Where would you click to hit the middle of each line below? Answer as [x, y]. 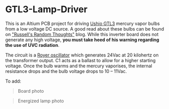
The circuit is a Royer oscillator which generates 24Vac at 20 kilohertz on [82, 55]
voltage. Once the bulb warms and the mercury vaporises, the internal [79, 66]
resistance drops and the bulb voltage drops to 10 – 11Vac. [66, 71]
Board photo [31, 91]
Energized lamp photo [41, 101]
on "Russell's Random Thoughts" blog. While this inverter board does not [82, 34]
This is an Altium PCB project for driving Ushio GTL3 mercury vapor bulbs [83, 23]
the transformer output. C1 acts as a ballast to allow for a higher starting [81, 60]
